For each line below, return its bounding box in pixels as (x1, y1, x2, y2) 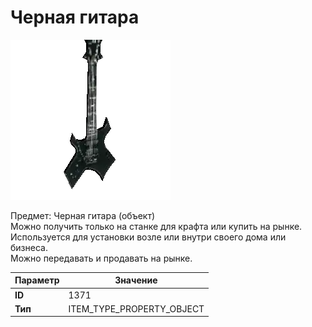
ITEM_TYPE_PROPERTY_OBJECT (68, 302, 205, 315)
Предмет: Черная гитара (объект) (10, 209, 156, 221)
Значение (114, 274, 158, 286)
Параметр (14, 274, 60, 286)
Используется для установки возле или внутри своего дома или (10, 231, 287, 243)
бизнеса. (10, 241, 48, 253)
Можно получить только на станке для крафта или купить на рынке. (10, 220, 303, 232)
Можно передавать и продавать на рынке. (10, 252, 193, 264)
